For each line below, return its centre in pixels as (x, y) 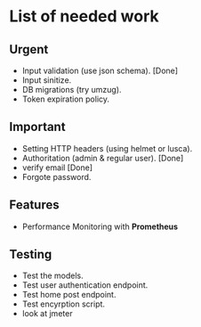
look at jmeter (47, 314)
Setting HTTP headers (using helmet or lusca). (107, 148)
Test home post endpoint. (69, 295)
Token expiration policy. (65, 99)
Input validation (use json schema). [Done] (100, 70)
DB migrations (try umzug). (72, 90)
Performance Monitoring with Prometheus (100, 226)
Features (34, 205)
